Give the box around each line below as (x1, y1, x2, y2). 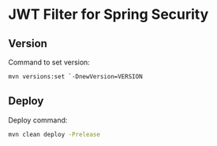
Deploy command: (8, 115, 68, 125)
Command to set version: (8, 57, 91, 67)
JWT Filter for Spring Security (8, 5, 209, 24)
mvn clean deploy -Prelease (8, 130, 101, 138)
